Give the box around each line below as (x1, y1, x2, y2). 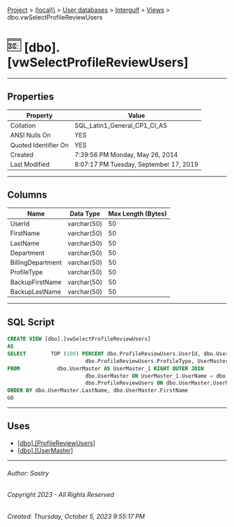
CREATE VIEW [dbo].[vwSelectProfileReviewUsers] (7, 336, 151, 343)
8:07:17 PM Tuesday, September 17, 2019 (74, 161, 198, 169)
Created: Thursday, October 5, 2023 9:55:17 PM (7, 512, 145, 520)
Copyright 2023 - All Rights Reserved (7, 491, 115, 499)
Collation (10, 121, 36, 130)
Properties (7, 91, 54, 103)
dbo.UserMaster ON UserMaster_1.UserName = (84, 372, 214, 380)
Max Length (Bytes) (107, 209, 167, 218)
